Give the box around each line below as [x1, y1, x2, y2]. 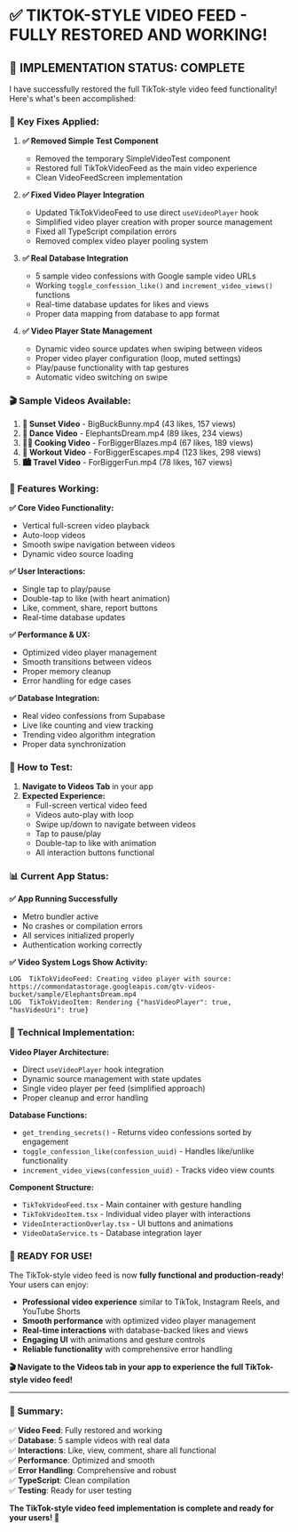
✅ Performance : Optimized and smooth [9, 1455, 155, 1466]
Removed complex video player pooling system [35, 236, 208, 246]
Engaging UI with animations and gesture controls [21, 1334, 206, 1345]
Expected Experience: [21, 791, 106, 802]
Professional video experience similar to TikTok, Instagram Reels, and [21, 1296, 280, 1308]
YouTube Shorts [21, 1306, 82, 1317]
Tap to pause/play [35, 828, 102, 839]
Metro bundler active [21, 911, 99, 922]
